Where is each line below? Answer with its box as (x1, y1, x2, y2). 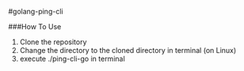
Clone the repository (19, 37, 87, 47)
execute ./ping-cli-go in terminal (19, 54, 125, 63)
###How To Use (8, 22, 62, 31)
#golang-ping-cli (8, 7, 63, 16)
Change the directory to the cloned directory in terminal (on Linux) (19, 46, 237, 54)
